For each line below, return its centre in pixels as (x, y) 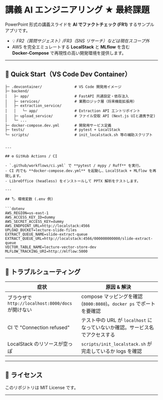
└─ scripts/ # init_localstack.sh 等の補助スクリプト (79, 135)
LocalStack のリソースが (35, 344)
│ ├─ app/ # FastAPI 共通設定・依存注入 (67, 96)
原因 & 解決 (118, 287)
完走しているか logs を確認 (112, 351)
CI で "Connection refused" (39, 327)
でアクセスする (98, 335)
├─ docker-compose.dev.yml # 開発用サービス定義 (58, 125)
